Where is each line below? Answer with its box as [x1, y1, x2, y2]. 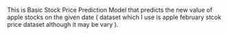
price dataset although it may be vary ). [7, 21, 119, 28]
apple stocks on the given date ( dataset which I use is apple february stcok [7, 13, 222, 21]
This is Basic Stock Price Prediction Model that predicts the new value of [7, 6, 213, 14]
